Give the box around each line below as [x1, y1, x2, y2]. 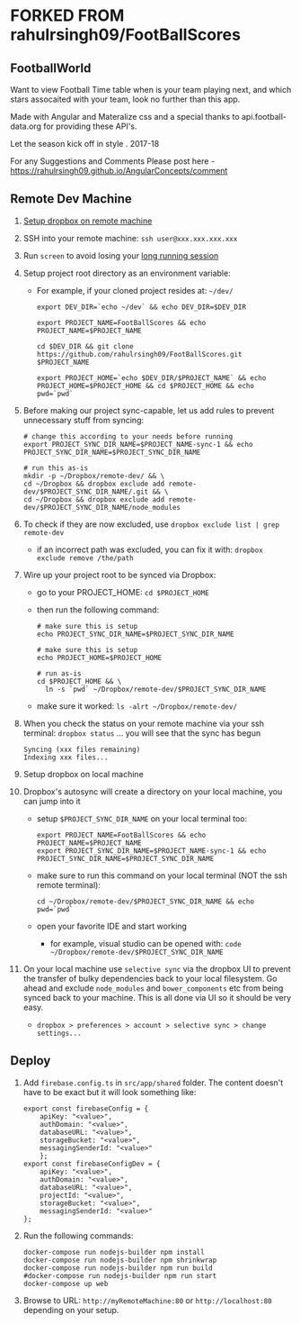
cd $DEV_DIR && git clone [36, 341, 134, 351]
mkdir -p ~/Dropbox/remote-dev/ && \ [22, 471, 165, 480]
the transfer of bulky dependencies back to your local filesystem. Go [22, 973, 278, 984]
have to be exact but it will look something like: [22, 1086, 197, 1097]
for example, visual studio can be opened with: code [49, 938, 242, 948]
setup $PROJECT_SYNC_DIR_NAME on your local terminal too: [36, 812, 248, 824]
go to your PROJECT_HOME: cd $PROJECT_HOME [36, 586, 209, 597]
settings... [36, 1029, 82, 1038]
